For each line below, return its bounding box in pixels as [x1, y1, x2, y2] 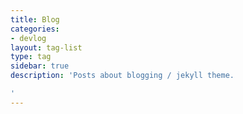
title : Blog [10, 14, 60, 25]
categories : [10, 24, 60, 34]
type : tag [10, 52, 52, 62]
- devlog [10, 33, 47, 43]
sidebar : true [10, 61, 70, 71]
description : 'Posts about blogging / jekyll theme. [10, 71, 235, 81]
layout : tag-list [10, 42, 83, 53]
